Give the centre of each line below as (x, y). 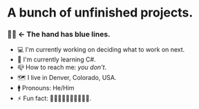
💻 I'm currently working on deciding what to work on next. (101, 50)
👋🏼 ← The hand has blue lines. (59, 34)
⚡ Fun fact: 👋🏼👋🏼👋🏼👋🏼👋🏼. (54, 99)
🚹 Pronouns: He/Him (46, 88)
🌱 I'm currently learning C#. (56, 59)
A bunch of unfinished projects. (100, 13)
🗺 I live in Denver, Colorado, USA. (67, 78)
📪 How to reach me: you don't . (62, 68)
